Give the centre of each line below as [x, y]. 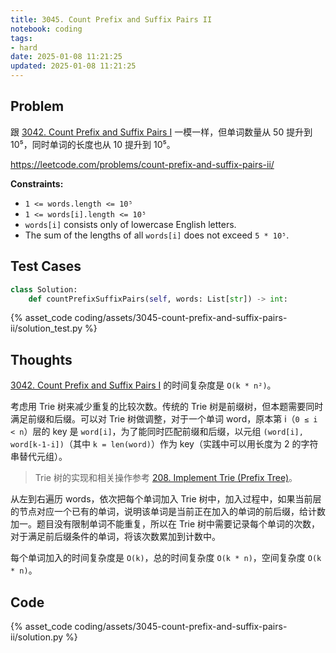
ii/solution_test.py [46, 328]
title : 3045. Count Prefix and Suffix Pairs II [111, 19]
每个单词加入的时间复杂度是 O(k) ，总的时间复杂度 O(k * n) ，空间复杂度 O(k [166, 558]
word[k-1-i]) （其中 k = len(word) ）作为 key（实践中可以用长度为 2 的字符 [164, 444]
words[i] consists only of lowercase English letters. [130, 224]
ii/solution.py [37, 637]
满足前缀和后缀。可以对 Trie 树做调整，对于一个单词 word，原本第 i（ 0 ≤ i [164, 419]
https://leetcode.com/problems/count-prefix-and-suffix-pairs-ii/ [142, 164]
